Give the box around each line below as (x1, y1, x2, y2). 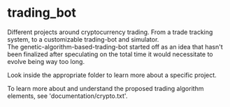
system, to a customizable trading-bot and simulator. (7, 35, 159, 43)
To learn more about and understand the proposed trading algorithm (7, 84, 204, 92)
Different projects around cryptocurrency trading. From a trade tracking (7, 28, 213, 36)
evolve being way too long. (7, 57, 85, 65)
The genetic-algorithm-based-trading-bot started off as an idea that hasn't (7, 42, 223, 51)
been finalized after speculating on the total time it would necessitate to (7, 50, 213, 58)
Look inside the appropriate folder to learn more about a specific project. (7, 71, 217, 79)
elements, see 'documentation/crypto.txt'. (7, 92, 128, 100)
